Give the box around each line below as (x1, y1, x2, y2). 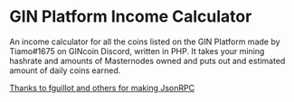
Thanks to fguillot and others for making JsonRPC (9, 82, 195, 93)
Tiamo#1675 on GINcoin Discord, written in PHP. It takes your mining (9, 45, 265, 56)
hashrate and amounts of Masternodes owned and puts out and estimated (9, 55, 286, 66)
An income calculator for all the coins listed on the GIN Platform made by (9, 36, 280, 47)
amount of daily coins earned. (9, 65, 121, 76)
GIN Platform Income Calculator (9, 6, 252, 27)
